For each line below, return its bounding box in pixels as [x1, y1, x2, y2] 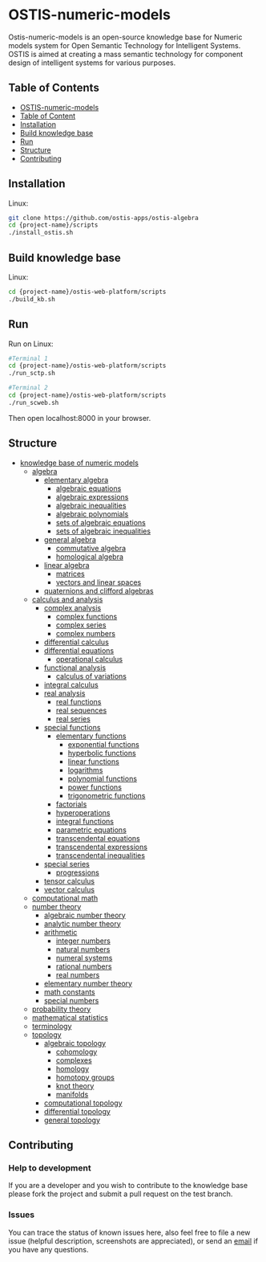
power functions [67, 782, 123, 792]
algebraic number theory [43, 910, 126, 920]
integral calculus [43, 680, 99, 689]
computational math [31, 893, 99, 903]
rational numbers [55, 962, 112, 971]
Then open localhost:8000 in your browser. [8, 413, 151, 423]
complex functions [55, 611, 118, 621]
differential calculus [43, 637, 110, 647]
